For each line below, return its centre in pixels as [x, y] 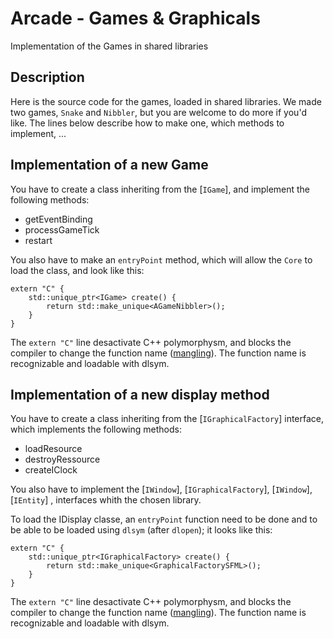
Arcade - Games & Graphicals [135, 18]
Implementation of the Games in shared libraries [109, 46]
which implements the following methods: [96, 429]
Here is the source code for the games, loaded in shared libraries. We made [166, 101]
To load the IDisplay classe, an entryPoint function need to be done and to [164, 519]
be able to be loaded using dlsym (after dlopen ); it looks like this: [141, 530]
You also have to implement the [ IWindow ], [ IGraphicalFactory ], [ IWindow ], [161, 489]
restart [38, 240]
